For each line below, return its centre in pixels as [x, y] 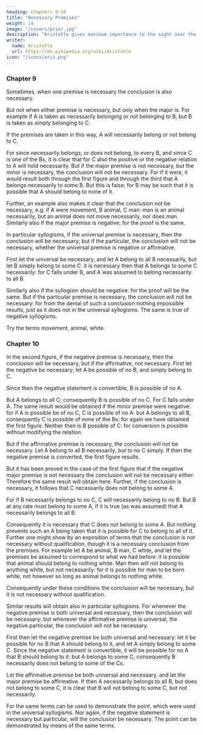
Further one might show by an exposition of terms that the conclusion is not [101, 537]
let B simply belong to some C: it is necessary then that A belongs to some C [102, 266]
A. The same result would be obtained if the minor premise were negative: [98, 406]
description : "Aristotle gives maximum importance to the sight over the [101, 35]
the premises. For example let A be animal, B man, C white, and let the [94, 550]
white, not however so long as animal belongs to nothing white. [85, 576]
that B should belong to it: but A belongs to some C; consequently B [91, 657]
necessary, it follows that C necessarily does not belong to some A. [90, 488]
